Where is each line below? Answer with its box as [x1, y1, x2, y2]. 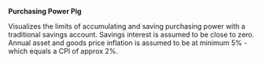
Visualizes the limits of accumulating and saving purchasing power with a [8, 22, 245, 30]
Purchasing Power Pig [8, 7, 82, 16]
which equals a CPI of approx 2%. [8, 47, 119, 55]
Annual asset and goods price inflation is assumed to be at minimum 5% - [8, 38, 248, 47]
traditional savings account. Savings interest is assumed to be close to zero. [8, 30, 255, 39]
